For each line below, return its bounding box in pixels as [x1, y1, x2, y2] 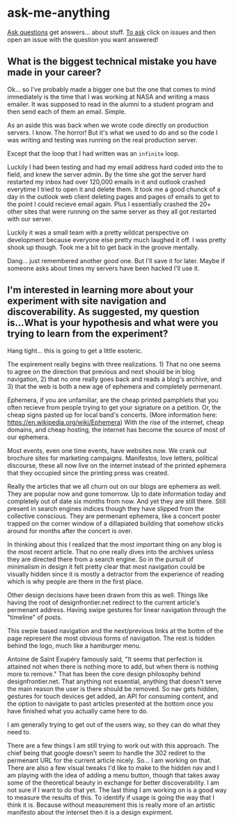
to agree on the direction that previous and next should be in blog [7, 367, 195, 376]
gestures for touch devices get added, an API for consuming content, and [7, 692, 218, 700]
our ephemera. [7, 433, 50, 441]
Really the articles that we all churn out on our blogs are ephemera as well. [7, 482, 221, 490]
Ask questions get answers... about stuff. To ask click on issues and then [7, 28, 216, 36]
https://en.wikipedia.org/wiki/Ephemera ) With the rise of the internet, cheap [7, 417, 225, 427]
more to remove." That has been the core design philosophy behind [7, 669, 201, 678]
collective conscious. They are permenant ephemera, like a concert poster [7, 512, 221, 520]
